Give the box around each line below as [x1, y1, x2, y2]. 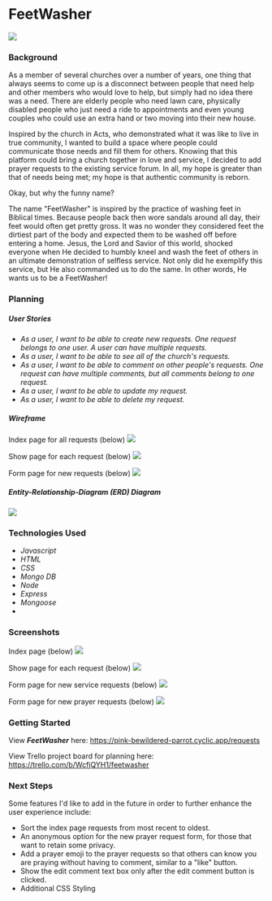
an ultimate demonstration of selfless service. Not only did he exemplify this [8, 256, 263, 265]
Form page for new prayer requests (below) [8, 697, 154, 706]
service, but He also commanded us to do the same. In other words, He [8, 265, 248, 274]
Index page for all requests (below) [8, 435, 126, 444]
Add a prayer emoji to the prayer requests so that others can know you [19, 849, 257, 859]
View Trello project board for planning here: [8, 750, 154, 761]
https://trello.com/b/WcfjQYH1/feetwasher [8, 759, 149, 769]
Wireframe [8, 413, 46, 423]
